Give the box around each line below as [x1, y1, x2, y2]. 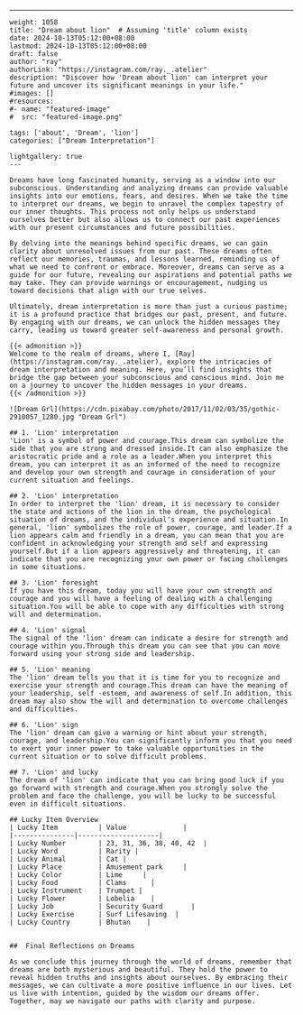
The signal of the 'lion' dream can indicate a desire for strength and [9, 633, 289, 642]
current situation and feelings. [9, 475, 135, 484]
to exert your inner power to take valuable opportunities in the [9, 744, 264, 753]
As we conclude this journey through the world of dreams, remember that [9, 957, 293, 966]
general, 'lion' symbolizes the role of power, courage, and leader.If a [9, 523, 293, 532]
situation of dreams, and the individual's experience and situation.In [9, 515, 289, 524]
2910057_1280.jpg [9, 412, 75, 421]
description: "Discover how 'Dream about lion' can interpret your [9, 73, 269, 82]
